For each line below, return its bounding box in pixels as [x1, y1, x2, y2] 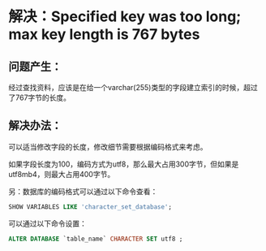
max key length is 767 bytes [8, 25, 200, 44]
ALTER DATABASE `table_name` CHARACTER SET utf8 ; [8, 235, 183, 243]
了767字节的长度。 [8, 93, 71, 102]
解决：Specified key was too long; [8, 7, 242, 26]
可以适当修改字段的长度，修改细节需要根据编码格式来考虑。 [8, 141, 208, 151]
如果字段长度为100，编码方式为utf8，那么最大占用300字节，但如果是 [8, 159, 239, 169]
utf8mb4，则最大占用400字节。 [8, 169, 115, 179]
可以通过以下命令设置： [8, 219, 87, 228]
